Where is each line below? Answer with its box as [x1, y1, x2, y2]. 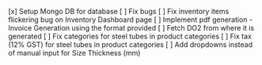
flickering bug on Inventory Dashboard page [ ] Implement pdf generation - [8, 15, 253, 24]
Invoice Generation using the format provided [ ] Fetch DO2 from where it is [8, 23, 255, 32]
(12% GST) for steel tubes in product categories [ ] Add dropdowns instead [8, 40, 253, 49]
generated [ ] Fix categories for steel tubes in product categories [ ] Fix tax [8, 31, 252, 41]
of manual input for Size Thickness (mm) [8, 49, 141, 57]
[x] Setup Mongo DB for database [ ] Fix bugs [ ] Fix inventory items [8, 7, 230, 16]
